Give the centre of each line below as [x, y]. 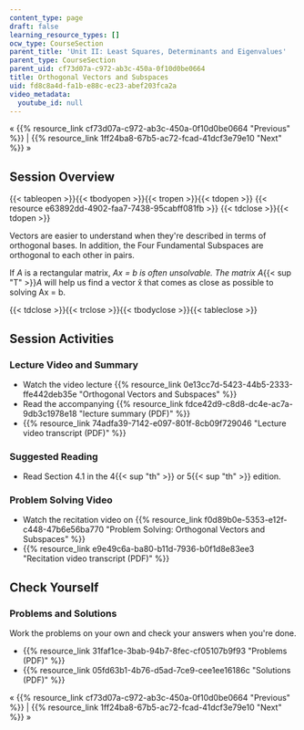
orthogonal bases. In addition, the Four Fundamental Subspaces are [137, 245]
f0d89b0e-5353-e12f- [246, 520]
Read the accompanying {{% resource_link [103, 403]
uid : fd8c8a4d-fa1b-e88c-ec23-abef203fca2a [93, 86]
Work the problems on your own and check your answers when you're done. [153, 633]
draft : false [34, 26]
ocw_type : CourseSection [56, 43]
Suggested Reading [54, 456]
